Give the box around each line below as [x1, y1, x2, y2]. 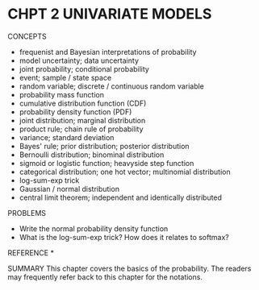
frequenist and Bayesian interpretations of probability [19, 47, 197, 56]
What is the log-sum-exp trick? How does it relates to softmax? [19, 232, 229, 242]
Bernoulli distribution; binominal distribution [19, 150, 165, 159]
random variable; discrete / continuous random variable [19, 81, 205, 91]
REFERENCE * [7, 247, 54, 258]
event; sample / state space [19, 72, 112, 82]
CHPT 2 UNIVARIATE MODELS [7, 5, 212, 23]
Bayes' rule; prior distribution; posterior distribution [19, 141, 190, 151]
